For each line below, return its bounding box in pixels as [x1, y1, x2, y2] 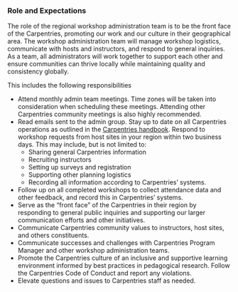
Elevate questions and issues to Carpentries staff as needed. [17, 276, 196, 285]
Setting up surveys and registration [28, 163, 131, 172]
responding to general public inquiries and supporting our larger [17, 209, 206, 217]
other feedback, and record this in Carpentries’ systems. [17, 193, 183, 202]
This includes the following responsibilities [7, 81, 131, 90]
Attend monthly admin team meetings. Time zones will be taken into [17, 95, 217, 103]
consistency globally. [7, 67, 70, 76]
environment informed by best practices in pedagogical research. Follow [17, 261, 230, 270]
